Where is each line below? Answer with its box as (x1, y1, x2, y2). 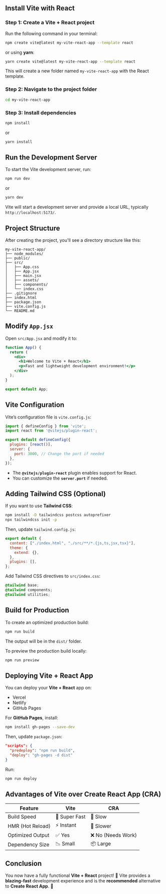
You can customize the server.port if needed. (12, 475, 108, 481)
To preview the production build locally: (5, 648, 87, 654)
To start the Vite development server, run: (5, 167, 91, 173)
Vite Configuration (5, 401, 65, 409)
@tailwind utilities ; (5, 592, 51, 597)
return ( (10, 350, 28, 355)
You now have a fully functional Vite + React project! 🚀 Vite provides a (5, 872, 150, 878)
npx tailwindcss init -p (5, 517, 57, 522)
